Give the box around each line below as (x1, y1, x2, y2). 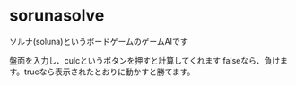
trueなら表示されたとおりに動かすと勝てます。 (23, 66, 196, 77)
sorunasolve (9, 5, 105, 26)
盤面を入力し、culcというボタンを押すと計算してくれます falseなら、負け (9, 55, 281, 65)
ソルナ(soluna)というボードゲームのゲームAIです (9, 36, 188, 47)
